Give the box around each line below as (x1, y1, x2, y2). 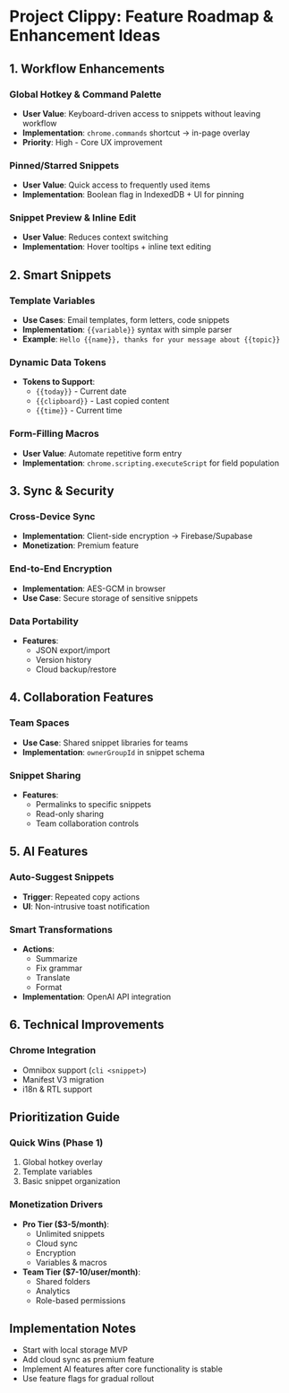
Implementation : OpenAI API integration (21, 991, 172, 1002)
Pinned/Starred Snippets (9, 159, 119, 171)
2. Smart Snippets (9, 267, 112, 283)
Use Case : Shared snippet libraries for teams (21, 737, 189, 748)
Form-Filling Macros (9, 428, 100, 440)
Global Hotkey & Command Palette (9, 88, 162, 100)
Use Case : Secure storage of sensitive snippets (21, 592, 199, 603)
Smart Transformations (9, 923, 114, 936)
